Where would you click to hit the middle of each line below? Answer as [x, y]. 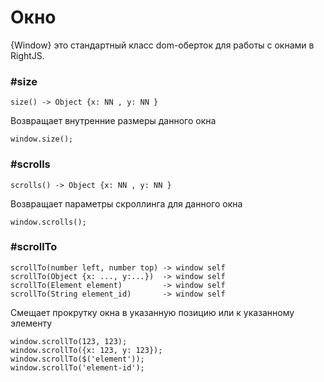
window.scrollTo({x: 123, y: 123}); [86, 350]
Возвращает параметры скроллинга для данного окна [126, 203]
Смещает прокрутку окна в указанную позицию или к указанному [152, 312]
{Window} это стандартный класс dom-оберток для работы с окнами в [162, 45]
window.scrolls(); [48, 222]
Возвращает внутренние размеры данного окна [113, 121]
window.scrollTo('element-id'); [77, 367]
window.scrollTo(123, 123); [69, 341]
